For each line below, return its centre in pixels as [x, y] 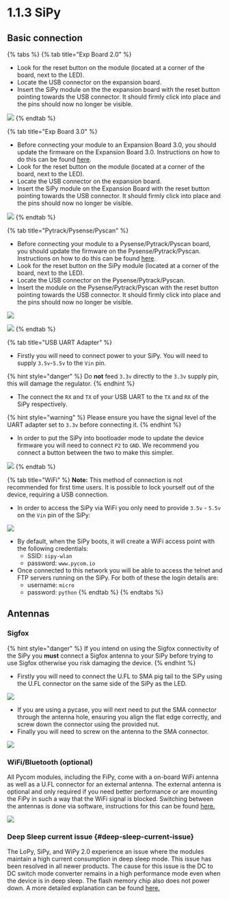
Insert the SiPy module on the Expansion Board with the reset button [113, 189]
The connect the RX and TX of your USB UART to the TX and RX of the [113, 397]
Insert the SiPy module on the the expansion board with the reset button [118, 89]
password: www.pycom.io [61, 563]
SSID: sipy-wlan [50, 556]
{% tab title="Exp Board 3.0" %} [52, 131]
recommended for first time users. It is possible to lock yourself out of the [111, 487]
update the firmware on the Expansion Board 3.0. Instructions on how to [118, 152]
